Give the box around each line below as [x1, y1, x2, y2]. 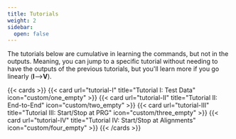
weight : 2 [7, 17, 37, 24]
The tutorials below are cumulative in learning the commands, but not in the [7, 50, 229, 58]
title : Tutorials [7, 10, 59, 18]
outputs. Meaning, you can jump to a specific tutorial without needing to [7, 57, 218, 66]
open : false [14, 30, 50, 38]
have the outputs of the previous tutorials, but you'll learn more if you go [7, 65, 220, 73]
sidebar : [7, 23, 33, 30]
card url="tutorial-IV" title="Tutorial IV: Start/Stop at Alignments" [7, 116, 196, 125]
